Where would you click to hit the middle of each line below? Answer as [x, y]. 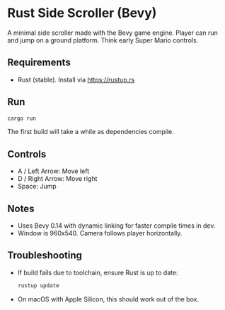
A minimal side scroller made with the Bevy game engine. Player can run [112, 33]
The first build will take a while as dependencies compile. [91, 132]
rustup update [38, 285]
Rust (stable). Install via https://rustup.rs [76, 79]
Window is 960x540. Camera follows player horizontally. [100, 233]
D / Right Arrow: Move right [57, 179]
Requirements [39, 63]
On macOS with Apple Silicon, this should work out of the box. [108, 299]
